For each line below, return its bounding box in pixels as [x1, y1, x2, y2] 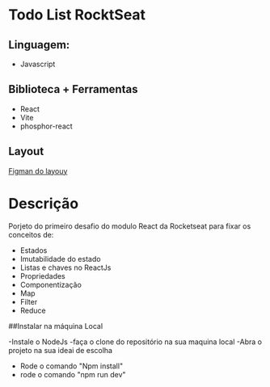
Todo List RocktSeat [8, 6, 146, 24]
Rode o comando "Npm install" [19, 361, 124, 371]
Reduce [19, 305, 46, 315]
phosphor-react [19, 121, 73, 131]
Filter [19, 297, 38, 306]
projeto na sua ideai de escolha [8, 345, 113, 355]
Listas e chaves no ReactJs [19, 263, 112, 272]
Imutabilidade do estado [19, 254, 101, 263]
